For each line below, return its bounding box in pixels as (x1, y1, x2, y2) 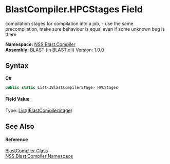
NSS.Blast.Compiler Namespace (5, 153, 73, 159)
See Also (5, 122, 34, 131)
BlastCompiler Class (5, 148, 48, 154)
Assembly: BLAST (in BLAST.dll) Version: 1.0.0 (5, 46, 104, 53)
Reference (5, 136, 28, 143)
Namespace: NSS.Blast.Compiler (5, 41, 76, 47)
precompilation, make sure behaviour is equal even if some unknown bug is (5, 26, 165, 32)
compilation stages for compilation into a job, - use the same (5, 20, 134, 27)
